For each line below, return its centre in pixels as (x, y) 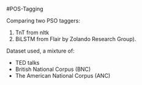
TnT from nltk (32, 32)
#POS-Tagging (25, 9)
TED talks (27, 63)
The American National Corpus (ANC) (63, 76)
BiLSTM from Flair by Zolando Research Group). (76, 39)
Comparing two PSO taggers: (43, 20)
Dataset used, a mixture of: (40, 51)
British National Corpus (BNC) (53, 69)
